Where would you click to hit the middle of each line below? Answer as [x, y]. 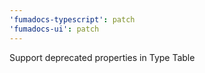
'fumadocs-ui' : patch [54, 29]
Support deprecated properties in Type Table [102, 57]
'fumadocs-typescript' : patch [72, 19]
